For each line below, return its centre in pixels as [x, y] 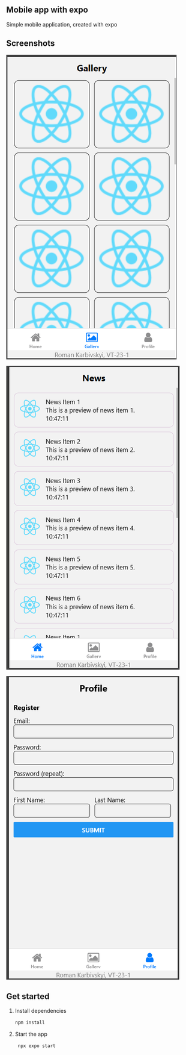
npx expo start [37, 1046]
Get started [28, 997]
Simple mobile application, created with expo [62, 24]
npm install [30, 1023]
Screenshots [31, 44]
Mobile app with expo [47, 10]
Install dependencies [41, 1011]
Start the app [31, 1034]
